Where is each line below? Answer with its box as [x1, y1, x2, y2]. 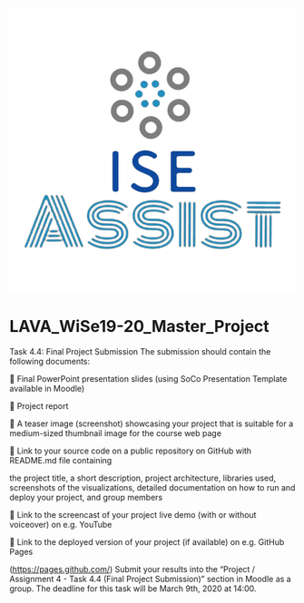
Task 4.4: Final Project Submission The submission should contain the [9, 345, 271, 356]
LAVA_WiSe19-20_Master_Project [9, 316, 270, 337]
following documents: [9, 355, 91, 366]
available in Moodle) [9, 383, 85, 394]
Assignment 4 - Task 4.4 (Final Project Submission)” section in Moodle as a [9, 573, 292, 584]
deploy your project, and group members [9, 491, 163, 502]
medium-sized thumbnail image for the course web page [9, 427, 222, 438]
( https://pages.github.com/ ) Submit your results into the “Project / [9, 563, 256, 574]
